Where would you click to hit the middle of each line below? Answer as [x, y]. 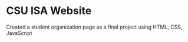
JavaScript [19, 33]
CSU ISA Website [49, 11]
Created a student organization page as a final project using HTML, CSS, [94, 27]
